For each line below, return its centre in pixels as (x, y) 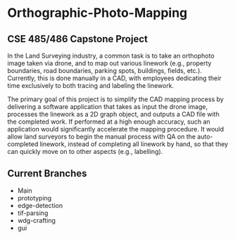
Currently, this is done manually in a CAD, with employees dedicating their (114, 78)
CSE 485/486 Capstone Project (77, 39)
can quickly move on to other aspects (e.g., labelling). (85, 151)
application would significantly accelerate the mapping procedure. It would (116, 129)
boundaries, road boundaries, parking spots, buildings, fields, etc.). (105, 71)
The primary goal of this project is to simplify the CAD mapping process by (115, 99)
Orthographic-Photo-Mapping (97, 13)
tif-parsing (33, 213)
